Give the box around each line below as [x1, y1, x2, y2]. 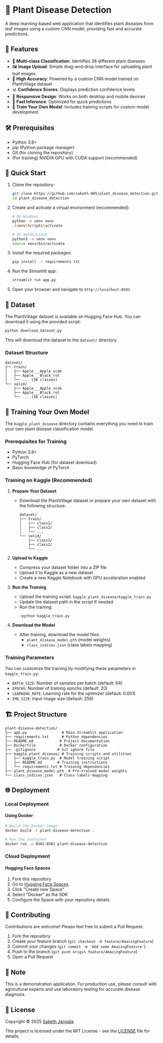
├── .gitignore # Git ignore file [5, 747, 95, 752]
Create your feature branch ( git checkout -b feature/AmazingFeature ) [12, 939, 154, 944]
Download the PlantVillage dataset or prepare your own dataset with [19, 498, 157, 503]
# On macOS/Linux [12, 232, 48, 237]
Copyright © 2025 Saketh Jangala [5, 1019, 74, 1024]
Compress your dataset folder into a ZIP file [19, 564, 107, 570]
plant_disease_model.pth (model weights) [26, 637, 111, 643]
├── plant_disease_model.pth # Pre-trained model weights [5, 769, 127, 773]
